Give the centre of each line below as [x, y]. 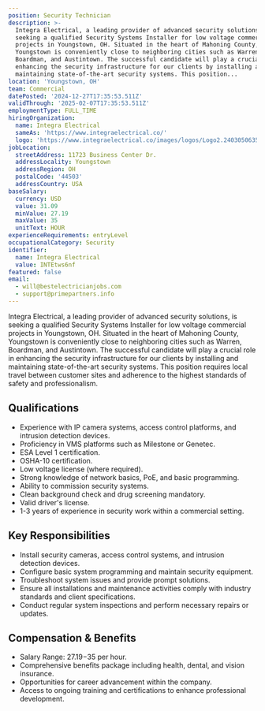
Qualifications [44, 408]
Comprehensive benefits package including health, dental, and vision [132, 665]
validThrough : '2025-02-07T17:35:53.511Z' [79, 103]
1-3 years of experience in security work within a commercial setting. [132, 511]
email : [19, 279]
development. [42, 699]
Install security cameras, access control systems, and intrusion [122, 555]
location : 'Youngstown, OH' [54, 81]
